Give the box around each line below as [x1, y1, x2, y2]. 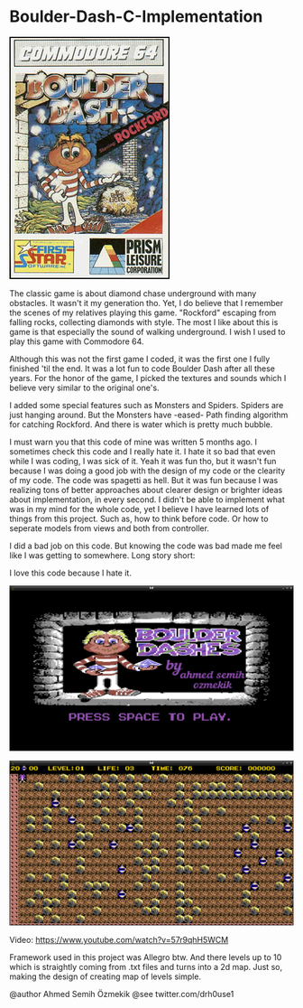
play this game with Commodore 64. [9, 336, 144, 347]
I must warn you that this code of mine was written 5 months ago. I [9, 436, 258, 447]
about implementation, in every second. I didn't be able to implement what [9, 494, 286, 505]
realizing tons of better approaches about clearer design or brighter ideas [9, 484, 283, 495]
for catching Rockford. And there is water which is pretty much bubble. [9, 418, 273, 430]
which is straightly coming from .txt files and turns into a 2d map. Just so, [9, 962, 282, 973]
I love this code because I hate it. [9, 567, 133, 578]
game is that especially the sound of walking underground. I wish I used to [9, 326, 286, 337]
